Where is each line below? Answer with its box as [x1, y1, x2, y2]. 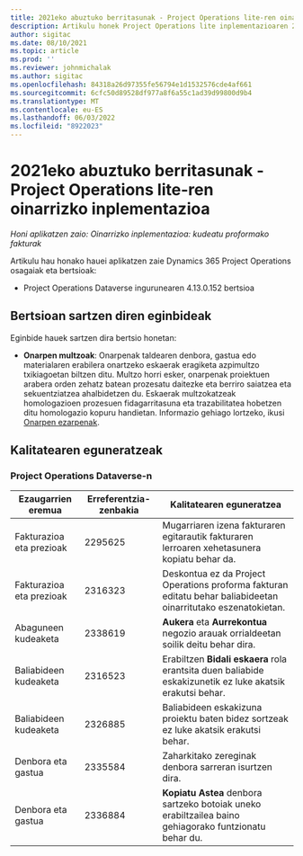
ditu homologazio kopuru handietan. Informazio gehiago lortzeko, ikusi [22, 406, 285, 418]
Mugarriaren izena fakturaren [162, 519, 286, 531]
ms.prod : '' [10, 55, 55, 64]
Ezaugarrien [18, 493, 73, 505]
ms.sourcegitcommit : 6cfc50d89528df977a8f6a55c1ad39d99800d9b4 [10, 88, 253, 97]
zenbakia [98, 504, 139, 517]
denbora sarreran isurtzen [162, 761, 272, 773]
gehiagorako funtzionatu [162, 820, 266, 833]
